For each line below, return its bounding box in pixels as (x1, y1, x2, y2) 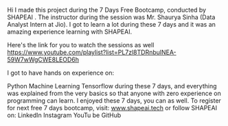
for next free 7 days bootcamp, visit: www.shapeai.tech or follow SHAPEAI (7, 104, 218, 112)
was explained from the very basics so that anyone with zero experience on (7, 89, 221, 97)
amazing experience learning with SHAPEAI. (7, 27, 133, 36)
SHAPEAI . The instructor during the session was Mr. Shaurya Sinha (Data (7, 13, 216, 21)
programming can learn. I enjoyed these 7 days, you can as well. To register (7, 97, 222, 105)
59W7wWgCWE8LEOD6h (7, 55, 80, 64)
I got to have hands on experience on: (7, 68, 115, 77)
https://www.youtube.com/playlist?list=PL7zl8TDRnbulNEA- (7, 48, 176, 56)
